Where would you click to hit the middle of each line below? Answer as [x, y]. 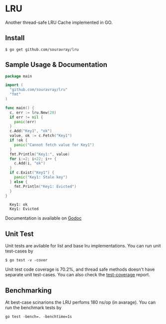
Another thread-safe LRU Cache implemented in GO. [59, 22]
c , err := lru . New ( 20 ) [33, 112]
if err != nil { [26, 117]
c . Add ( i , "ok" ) [30, 163]
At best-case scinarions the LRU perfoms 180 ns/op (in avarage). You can [81, 302]
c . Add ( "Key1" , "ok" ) [31, 131]
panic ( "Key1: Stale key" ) [41, 177]
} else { [19, 182]
